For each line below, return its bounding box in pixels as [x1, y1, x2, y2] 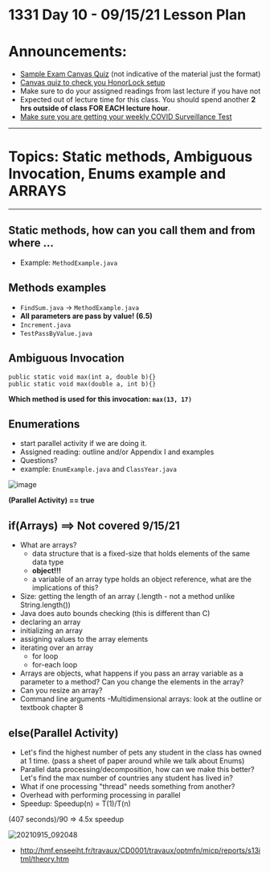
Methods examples [8, 281, 107, 295]
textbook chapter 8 [19, 703, 84, 713]
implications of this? [31, 583, 99, 593]
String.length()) [19, 600, 71, 610]
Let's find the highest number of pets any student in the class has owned [19, 747, 262, 757]
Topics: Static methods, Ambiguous [8, 147, 253, 166]
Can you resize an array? [19, 686, 103, 696]
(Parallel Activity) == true [8, 495, 95, 505]
